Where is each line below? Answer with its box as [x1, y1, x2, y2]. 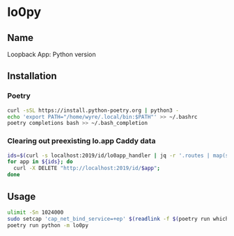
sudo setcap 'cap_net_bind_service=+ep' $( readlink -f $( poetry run [7, 215, 210, 222]
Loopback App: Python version [7, 50, 96, 58]
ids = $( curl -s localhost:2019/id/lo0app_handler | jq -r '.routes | [7, 152, 210, 159]
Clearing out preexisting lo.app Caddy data [7, 136, 156, 146]
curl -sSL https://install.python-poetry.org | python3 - [7, 107, 179, 114]
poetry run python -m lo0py [7, 221, 89, 229]
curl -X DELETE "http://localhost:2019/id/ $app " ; [13, 165, 160, 172]
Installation [7, 70, 57, 82]
